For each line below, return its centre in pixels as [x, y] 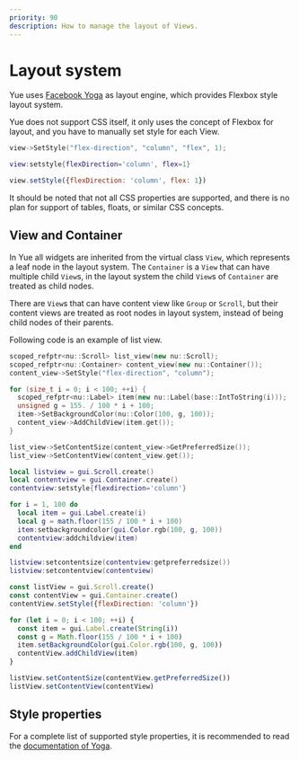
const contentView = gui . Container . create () [94, 596]
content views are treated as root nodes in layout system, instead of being [146, 313]
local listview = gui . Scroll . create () [82, 472]
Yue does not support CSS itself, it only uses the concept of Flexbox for [141, 122]
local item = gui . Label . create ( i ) [82, 513]
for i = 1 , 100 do [44, 505]
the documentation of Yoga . [61, 746]
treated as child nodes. [52, 286]
